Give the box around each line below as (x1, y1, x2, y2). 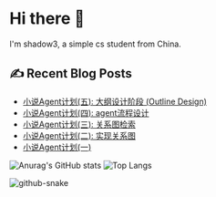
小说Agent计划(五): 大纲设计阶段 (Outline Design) (22, 96, 208, 107)
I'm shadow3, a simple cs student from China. (9, 38, 182, 49)
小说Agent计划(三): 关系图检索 (22, 119, 137, 130)
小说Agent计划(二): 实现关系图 (22, 130, 137, 140)
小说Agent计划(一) (22, 141, 92, 152)
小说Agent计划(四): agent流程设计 (22, 107, 149, 118)
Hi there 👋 (9, 8, 85, 29)
